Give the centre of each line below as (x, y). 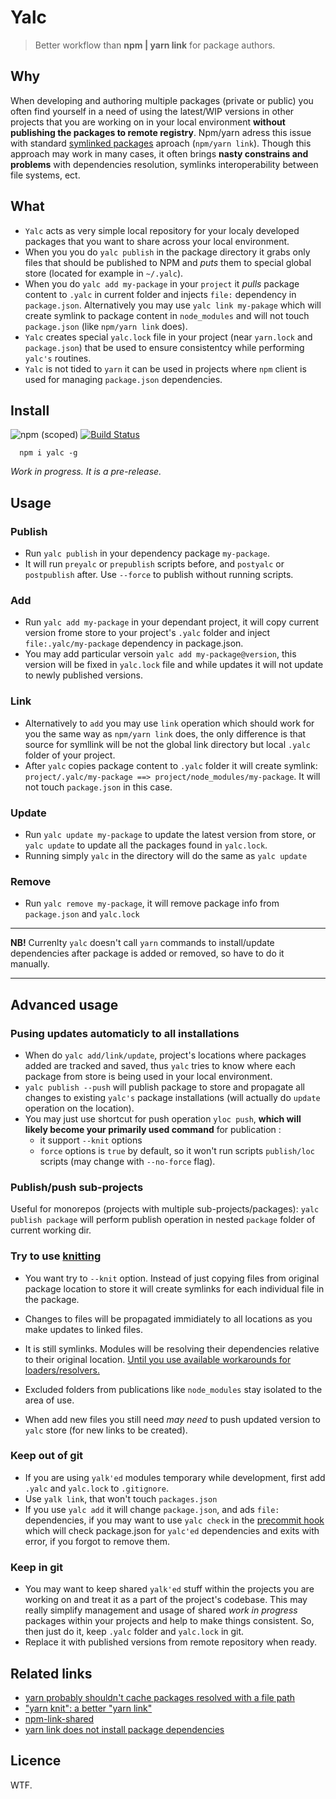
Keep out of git (47, 1456)
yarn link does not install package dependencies (124, 1729)
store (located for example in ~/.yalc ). (104, 273)
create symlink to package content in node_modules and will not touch (167, 315)
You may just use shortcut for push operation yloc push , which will (163, 1118)
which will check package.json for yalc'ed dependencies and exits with (172, 1530)
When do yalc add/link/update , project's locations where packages (165, 1055)
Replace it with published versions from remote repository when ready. (171, 1642)
